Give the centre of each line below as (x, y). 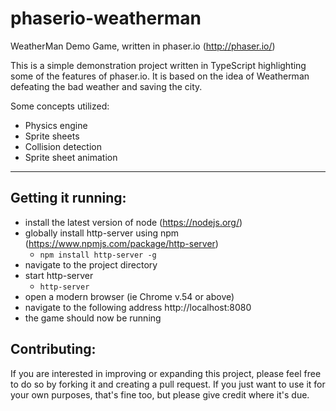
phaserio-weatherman (106, 18)
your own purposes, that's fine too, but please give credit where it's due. (160, 394)
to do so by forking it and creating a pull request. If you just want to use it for (168, 384)
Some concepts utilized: (60, 106)
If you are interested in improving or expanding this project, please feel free (166, 373)
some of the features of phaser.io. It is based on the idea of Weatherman (160, 76)
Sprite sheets (52, 136)
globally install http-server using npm (102, 233)
